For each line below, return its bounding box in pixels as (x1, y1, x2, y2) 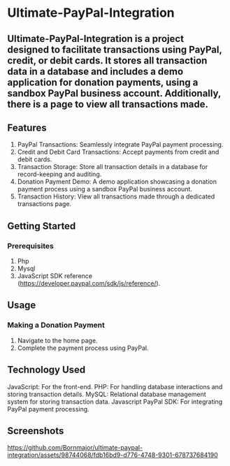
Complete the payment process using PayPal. (17, 344, 149, 352)
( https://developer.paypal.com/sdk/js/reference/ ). (17, 279, 161, 288)
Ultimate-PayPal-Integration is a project (7, 33, 184, 45)
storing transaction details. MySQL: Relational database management (7, 390, 206, 398)
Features (7, 122, 47, 133)
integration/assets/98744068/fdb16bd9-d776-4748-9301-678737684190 (7, 451, 218, 459)
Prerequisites (7, 241, 54, 251)
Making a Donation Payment (7, 320, 105, 330)
